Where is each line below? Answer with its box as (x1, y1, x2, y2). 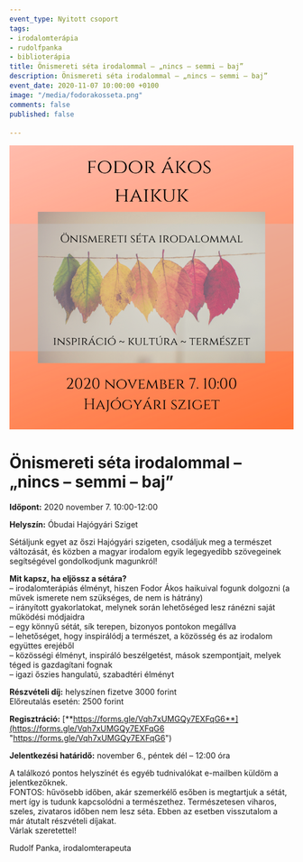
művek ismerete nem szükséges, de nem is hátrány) (9, 592, 204, 603)
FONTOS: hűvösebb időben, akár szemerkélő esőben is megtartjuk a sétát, (9, 787, 288, 798)
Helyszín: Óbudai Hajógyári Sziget (9, 519, 138, 530)
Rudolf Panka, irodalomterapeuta (9, 843, 132, 854)
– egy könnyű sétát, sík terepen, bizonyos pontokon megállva (9, 621, 237, 632)
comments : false (9, 100, 70, 109)
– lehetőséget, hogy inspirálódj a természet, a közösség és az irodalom (9, 631, 273, 642)
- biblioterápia (9, 52, 70, 62)
